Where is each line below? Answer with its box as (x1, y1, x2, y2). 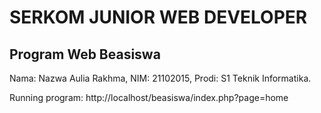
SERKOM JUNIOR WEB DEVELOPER (9, 6, 308, 29)
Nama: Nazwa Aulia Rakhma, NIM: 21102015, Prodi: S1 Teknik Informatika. (9, 72, 312, 84)
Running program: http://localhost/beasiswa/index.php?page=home (9, 92, 289, 103)
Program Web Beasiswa (9, 46, 161, 63)
